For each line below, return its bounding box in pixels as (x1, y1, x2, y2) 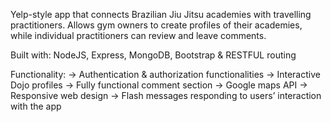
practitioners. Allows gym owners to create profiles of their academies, (10, 19, 303, 31)
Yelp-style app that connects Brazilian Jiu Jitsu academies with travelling (10, 9, 312, 20)
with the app (10, 100, 62, 112)
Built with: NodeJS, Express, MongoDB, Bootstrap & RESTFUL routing (10, 49, 297, 61)
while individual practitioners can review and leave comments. (10, 30, 267, 41)
